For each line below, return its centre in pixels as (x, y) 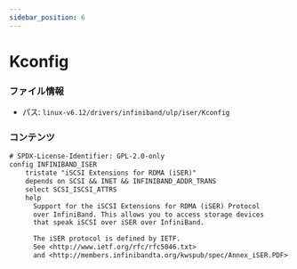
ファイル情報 (37, 91)
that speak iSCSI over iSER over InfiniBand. (118, 223)
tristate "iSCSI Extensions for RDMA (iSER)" (111, 173)
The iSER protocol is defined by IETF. (106, 239)
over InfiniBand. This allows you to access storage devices (148, 215)
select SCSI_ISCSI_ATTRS (71, 189)
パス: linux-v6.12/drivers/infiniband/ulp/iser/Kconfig (126, 112)
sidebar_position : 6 (48, 17)
